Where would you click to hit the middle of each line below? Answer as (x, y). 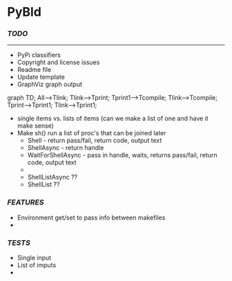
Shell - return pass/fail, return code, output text (95, 140)
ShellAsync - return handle (66, 148)
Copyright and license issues (58, 62)
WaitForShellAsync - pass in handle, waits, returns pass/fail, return (122, 155)
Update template (41, 77)
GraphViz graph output (50, 84)
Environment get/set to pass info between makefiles (91, 217)
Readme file (34, 70)
